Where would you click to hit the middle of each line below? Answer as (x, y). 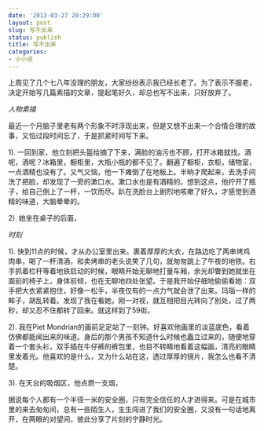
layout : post (29, 23)
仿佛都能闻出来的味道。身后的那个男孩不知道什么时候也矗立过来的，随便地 (128, 336)
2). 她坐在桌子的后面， (44, 217)
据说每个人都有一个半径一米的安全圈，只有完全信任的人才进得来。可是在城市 (132, 399)
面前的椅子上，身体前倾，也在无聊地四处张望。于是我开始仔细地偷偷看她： (128, 280)
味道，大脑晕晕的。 (53, 201)
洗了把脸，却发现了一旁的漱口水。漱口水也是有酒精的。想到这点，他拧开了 (128, 181)
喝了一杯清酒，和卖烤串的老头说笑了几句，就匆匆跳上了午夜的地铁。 (139, 261)
